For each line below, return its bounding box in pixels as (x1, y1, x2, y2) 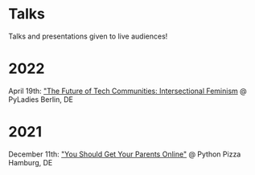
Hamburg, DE (8, 157, 53, 167)
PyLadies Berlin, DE (8, 94, 74, 104)
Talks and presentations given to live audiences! (8, 31, 168, 41)
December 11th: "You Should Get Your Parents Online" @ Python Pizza (8, 149, 241, 159)
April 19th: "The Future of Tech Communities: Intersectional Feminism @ (8, 86, 247, 96)
